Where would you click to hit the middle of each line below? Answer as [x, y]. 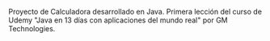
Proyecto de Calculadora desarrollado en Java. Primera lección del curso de [135, 12]
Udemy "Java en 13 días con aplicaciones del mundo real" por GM [118, 20]
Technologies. [32, 29]
